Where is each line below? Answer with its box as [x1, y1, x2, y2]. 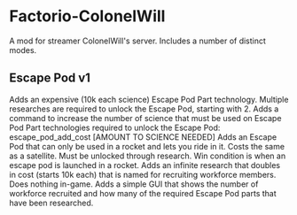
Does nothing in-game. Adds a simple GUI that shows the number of [9, 179, 259, 189]
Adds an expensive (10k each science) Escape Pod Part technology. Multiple [9, 94, 289, 104]
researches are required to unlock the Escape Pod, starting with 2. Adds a [9, 104, 279, 114]
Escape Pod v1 [9, 71, 91, 86]
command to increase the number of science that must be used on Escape [9, 112, 282, 123]
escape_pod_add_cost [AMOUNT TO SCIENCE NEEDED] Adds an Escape [9, 131, 277, 142]
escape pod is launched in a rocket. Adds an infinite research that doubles [9, 159, 281, 170]
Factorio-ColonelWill [9, 6, 166, 27]
